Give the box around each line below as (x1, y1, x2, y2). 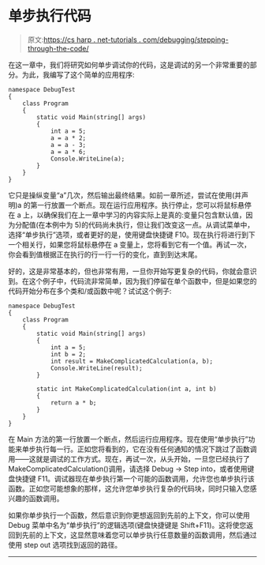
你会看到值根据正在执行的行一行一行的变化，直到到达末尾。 (8, 250, 202, 259)
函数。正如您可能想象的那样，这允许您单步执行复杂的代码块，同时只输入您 (8, 484, 250, 493)
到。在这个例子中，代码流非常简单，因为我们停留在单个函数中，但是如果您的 (8, 276, 257, 285)
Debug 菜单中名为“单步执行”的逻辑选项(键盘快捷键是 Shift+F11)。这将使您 (8, 520, 247, 529)
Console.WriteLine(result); (50, 364, 144, 372)
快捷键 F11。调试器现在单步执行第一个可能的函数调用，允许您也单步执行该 (14, 473, 255, 483)
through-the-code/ (27, 43, 89, 53)
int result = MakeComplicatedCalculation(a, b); (50, 357, 214, 365)
